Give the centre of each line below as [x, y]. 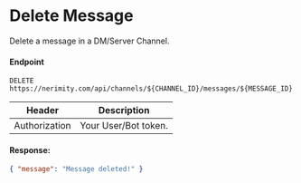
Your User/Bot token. [124, 126]
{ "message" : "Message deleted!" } [76, 169]
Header [42, 111]
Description [124, 111]
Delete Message [71, 16]
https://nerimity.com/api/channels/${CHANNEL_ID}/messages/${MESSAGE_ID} [151, 89]
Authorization [42, 126]
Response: [30, 149]
